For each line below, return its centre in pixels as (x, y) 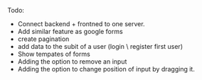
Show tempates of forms (54, 54)
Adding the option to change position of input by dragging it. (106, 69)
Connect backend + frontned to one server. (81, 24)
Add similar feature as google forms (70, 32)
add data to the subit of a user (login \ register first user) (100, 46)
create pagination (43, 39)
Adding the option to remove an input (72, 62)
